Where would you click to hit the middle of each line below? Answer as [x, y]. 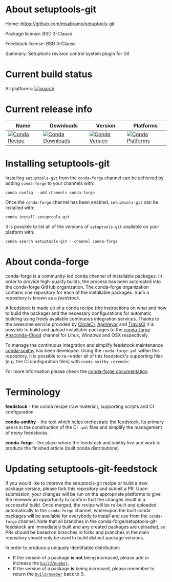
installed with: [20, 208]
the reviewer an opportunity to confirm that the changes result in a [76, 499]
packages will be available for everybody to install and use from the [77, 516]
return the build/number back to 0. [49, 574]
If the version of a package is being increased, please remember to [83, 568]
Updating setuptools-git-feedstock [81, 469]
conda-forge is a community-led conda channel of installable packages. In [84, 276]
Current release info [49, 109]
